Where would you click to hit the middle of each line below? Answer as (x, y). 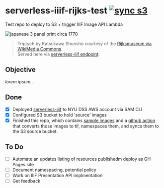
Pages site (23, 164)
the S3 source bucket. (35, 131)
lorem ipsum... (20, 81)
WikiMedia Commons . (40, 49)
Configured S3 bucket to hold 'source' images (59, 115)
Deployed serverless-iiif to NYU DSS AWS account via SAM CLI (77, 109)
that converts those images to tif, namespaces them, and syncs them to (85, 126)
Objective (21, 70)
